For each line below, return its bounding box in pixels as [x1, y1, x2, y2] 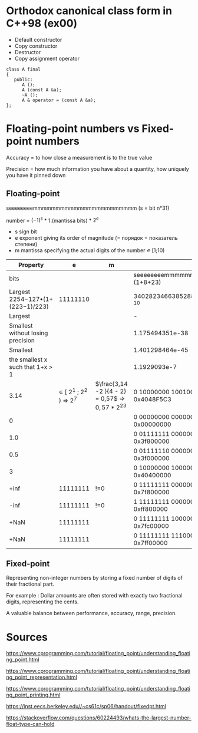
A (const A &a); [21, 87, 62, 93]
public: [14, 77, 33, 82]
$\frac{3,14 [95, 380, 128, 388]
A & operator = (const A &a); [21, 97, 96, 103]
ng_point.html [6, 656, 39, 663]
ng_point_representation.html [6, 673, 78, 681]
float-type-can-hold [6, 721, 55, 728]
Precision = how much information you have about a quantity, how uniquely [6, 165, 190, 172]
